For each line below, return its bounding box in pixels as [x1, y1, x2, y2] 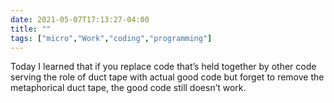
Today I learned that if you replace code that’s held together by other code [10, 61, 317, 73]
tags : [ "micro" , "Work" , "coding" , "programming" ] [10, 33, 213, 43]
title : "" [10, 24, 52, 34]
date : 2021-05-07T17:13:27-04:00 [10, 14, 150, 25]
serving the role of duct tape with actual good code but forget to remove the [10, 71, 325, 83]
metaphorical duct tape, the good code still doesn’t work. [10, 82, 247, 94]
